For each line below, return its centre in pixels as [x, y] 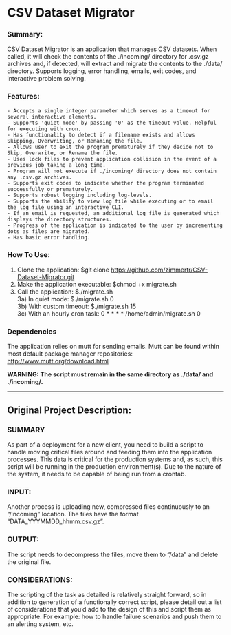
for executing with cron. [44, 129]
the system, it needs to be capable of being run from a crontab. [97, 474]
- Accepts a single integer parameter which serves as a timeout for [109, 111]
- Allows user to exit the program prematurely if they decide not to [110, 147]
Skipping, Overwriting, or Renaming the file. [75, 141]
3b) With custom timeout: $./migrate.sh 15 [76, 306]
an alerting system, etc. [40, 624]
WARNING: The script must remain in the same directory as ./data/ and [110, 374]
